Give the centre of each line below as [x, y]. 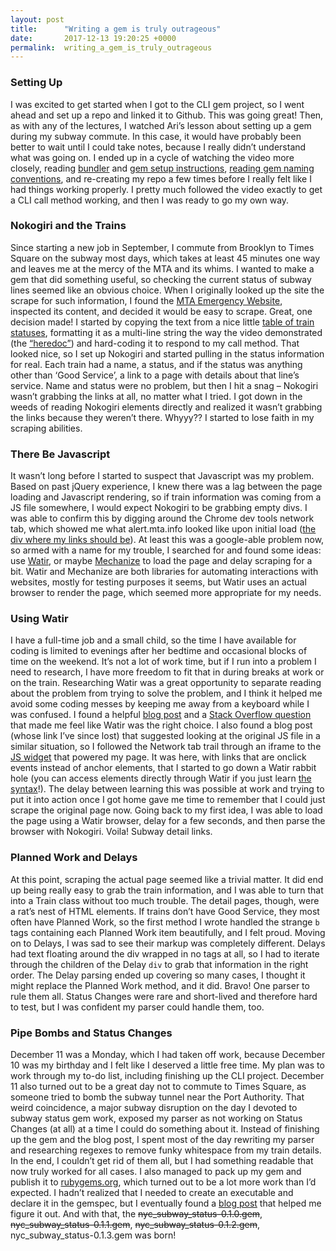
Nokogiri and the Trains [68, 226]
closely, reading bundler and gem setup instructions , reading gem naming [162, 168]
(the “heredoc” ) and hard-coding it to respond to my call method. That [155, 343]
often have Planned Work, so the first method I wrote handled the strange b [165, 922]
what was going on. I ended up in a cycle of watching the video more [152, 157]
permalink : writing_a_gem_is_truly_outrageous [111, 47]
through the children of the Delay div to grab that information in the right [159, 964]
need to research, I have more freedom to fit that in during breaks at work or [167, 672]
